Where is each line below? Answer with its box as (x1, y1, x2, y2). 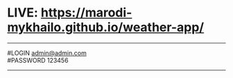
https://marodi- (40, 5, 132, 21)
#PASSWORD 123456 (7, 56, 69, 64)
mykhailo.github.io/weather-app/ (7, 19, 205, 35)
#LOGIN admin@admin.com (7, 48, 87, 57)
